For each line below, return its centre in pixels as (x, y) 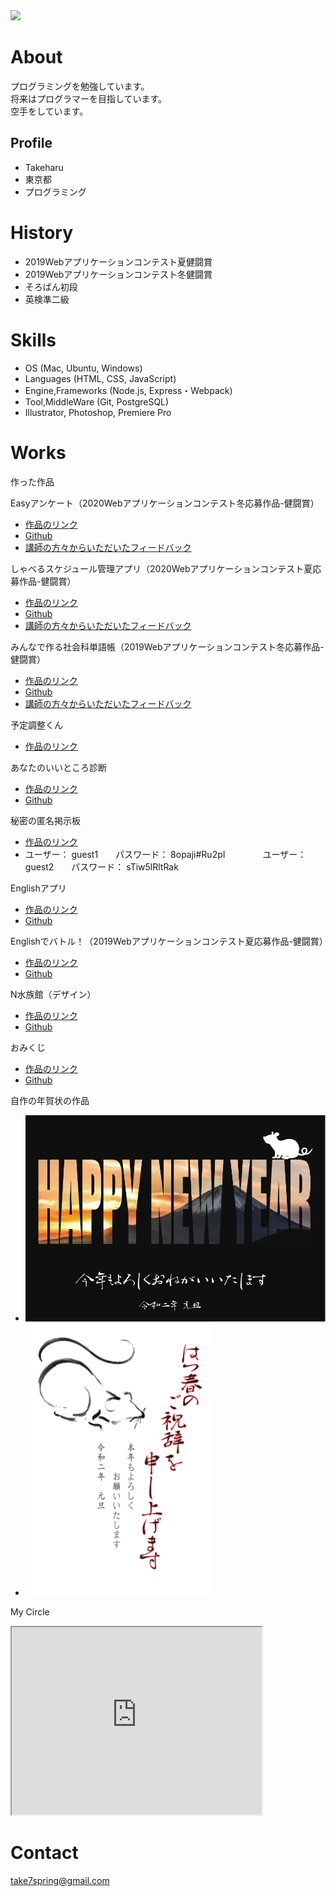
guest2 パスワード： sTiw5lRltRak (101, 866)
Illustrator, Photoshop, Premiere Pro (98, 412)
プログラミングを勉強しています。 (80, 86)
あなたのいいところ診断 (58, 767)
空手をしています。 (49, 111)
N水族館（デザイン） (53, 994)
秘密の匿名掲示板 (45, 820)
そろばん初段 (51, 286)
